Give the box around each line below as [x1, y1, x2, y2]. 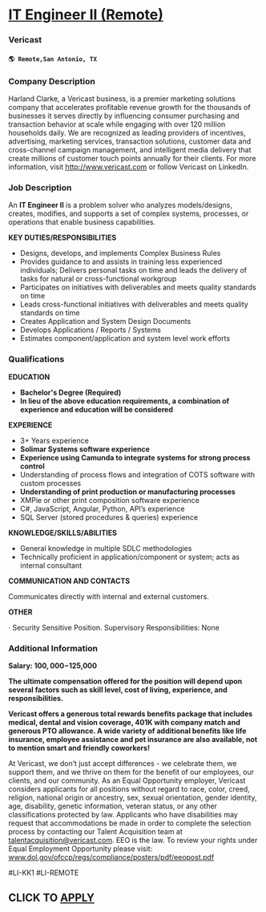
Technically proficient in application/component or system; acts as [19, 552, 240, 561]
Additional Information [8, 642, 99, 654]
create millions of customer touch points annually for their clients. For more [8, 154, 256, 163]
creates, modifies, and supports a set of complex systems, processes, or [8, 209, 249, 218]
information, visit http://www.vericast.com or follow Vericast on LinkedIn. [8, 162, 249, 172]
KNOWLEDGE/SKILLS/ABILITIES [8, 528, 118, 537]
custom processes [19, 478, 82, 488]
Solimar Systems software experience [19, 444, 151, 454]
